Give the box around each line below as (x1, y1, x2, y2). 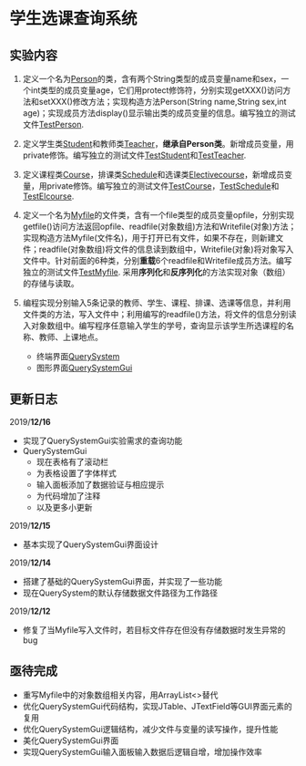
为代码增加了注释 (36, 490, 101, 502)
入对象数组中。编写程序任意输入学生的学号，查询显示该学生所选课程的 (22, 320, 287, 331)
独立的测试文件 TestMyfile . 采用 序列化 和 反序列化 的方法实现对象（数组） (22, 266, 291, 277)
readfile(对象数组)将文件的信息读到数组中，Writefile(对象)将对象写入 (38, 243, 294, 254)
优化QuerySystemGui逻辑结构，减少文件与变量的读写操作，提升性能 (22, 723, 279, 734)
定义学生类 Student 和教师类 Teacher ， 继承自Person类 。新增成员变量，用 (22, 139, 294, 149)
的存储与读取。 (22, 278, 79, 288)
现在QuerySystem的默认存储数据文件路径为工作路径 (22, 587, 219, 598)
